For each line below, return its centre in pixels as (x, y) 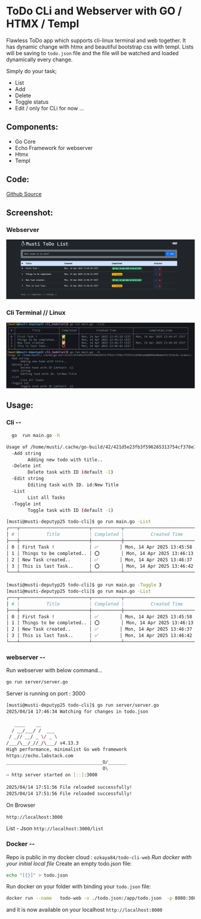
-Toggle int (27, 504)
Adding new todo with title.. (65, 460)
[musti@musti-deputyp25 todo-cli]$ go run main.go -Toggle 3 (84, 585)
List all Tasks (47, 498)
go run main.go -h (36, 435)
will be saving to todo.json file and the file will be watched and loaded (92, 53)
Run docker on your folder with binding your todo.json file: (79, 887)
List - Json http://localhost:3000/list (55, 828)
